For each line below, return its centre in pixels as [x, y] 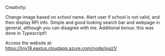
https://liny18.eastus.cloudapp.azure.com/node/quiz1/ [61, 48]
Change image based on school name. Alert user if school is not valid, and [82, 17]
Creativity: [16, 7]
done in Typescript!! [26, 33]
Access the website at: [29, 43]
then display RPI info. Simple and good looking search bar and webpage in [82, 22]
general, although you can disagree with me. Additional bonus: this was [79, 28]
